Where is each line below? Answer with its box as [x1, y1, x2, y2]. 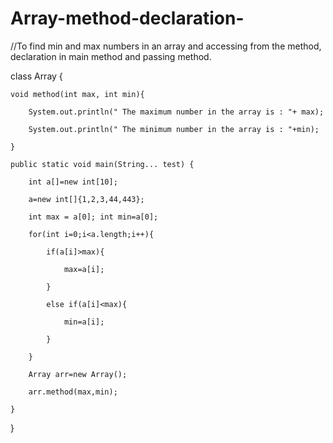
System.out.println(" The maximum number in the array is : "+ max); [28, 107, 325, 117]
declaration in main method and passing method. [10, 50, 212, 62]
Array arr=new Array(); [28, 369, 128, 379]
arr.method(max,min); [28, 387, 118, 397]
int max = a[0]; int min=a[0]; [28, 212, 159, 222]
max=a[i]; [63, 264, 105, 274]
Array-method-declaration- [10, 7, 245, 30]
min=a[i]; [63, 317, 105, 327]
